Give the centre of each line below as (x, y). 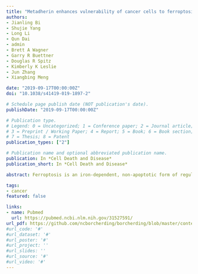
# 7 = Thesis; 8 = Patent (38, 137)
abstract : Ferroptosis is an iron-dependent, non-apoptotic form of (92, 175)
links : (14, 207)
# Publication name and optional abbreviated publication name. (87, 153)
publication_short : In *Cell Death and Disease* (67, 164)
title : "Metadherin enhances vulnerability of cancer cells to (85, 12)
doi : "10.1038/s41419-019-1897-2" (49, 94)
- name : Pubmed (25, 213)
